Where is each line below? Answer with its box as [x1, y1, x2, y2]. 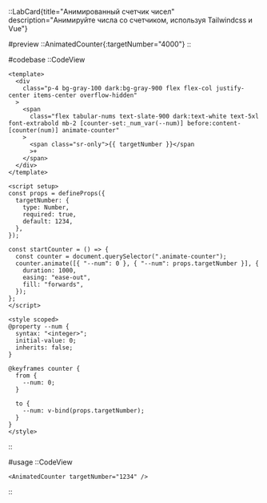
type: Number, [22, 203, 70, 211]
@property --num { [8, 323, 70, 331]
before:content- [186, 119, 241, 127]
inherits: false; [15, 344, 74, 352]
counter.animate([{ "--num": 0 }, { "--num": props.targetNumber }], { [15, 260, 260, 268]
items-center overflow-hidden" [33, 91, 137, 99]
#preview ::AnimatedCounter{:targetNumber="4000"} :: [8, 39, 192, 49]
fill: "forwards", [22, 280, 84, 288]
